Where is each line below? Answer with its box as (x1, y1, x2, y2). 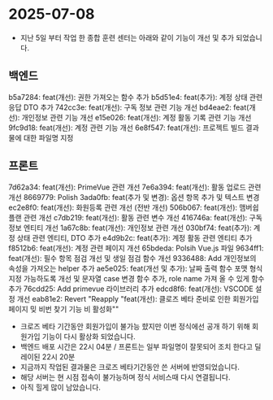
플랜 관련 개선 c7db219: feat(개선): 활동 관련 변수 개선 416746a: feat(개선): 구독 (8, 212, 262, 222)
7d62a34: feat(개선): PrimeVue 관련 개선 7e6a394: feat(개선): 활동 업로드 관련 (8, 182, 262, 192)
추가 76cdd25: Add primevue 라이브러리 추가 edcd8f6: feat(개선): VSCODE (8, 284, 253, 293)
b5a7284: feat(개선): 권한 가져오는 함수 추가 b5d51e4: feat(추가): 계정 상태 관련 (8, 92, 263, 102)
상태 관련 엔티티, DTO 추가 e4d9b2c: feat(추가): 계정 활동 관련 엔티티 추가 (16, 233, 253, 242)
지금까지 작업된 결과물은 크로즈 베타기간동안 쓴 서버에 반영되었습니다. (19, 362, 240, 372)
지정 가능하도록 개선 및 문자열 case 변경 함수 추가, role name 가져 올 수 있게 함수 (8, 273, 265, 283)
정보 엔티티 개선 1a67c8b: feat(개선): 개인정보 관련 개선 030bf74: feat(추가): (8, 223, 252, 233)
